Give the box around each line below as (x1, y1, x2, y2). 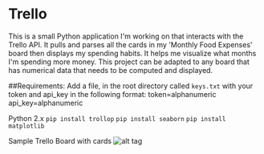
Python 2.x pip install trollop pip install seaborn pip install (8, 113, 226, 123)
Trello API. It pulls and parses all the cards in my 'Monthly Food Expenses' (8, 39, 253, 49)
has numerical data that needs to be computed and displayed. (8, 65, 213, 75)
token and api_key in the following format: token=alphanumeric (8, 89, 217, 99)
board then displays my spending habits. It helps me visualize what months (8, 48, 257, 58)
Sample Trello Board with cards (8, 136, 112, 145)
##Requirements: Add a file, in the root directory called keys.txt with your (8, 81, 254, 91)
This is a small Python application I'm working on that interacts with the (8, 31, 244, 41)
